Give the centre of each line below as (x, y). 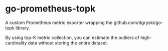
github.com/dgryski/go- (138, 22)
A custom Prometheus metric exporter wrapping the (59, 22)
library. (23, 27)
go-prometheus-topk (50, 9)
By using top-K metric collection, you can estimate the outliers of (72, 37)
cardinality (16, 42)
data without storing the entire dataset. (68, 42)
